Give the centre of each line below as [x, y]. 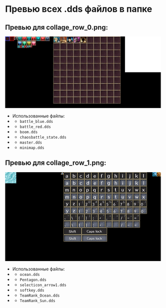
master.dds [31, 142]
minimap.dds [32, 148]
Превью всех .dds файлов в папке [79, 9]
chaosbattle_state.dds [43, 137]
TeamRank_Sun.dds [38, 301]
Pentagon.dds [33, 280]
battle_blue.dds [36, 121]
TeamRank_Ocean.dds [40, 295]
